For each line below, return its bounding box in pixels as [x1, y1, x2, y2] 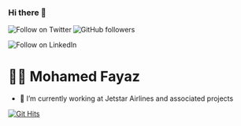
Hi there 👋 [8, 7, 47, 18]
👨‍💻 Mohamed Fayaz [8, 68, 140, 86]
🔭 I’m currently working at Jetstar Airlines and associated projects [19, 94, 234, 103]
